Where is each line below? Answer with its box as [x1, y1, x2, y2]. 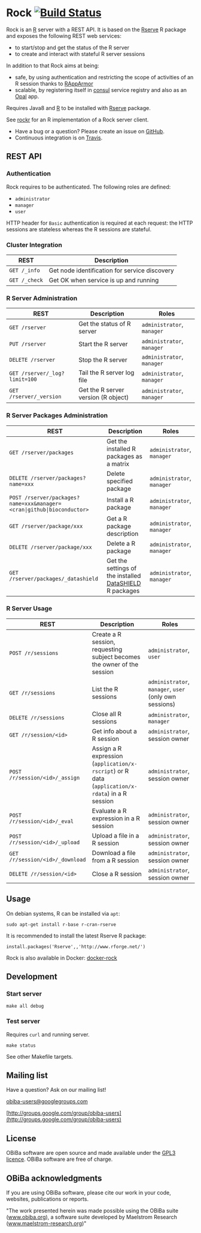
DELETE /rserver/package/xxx [9, 544, 92, 550]
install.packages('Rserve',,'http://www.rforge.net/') [6, 943, 146, 949]
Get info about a [92, 727, 138, 735]
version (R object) [78, 394, 129, 402]
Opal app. [14, 93, 39, 100]
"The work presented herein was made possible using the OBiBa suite [6, 1207, 178, 1214]
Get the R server [78, 386, 124, 394]
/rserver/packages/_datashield [9, 575, 99, 582]
